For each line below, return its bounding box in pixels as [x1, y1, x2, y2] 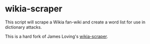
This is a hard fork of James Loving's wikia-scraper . [5, 33, 109, 39]
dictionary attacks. [5, 24, 42, 30]
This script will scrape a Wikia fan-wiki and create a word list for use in [5, 19, 146, 25]
